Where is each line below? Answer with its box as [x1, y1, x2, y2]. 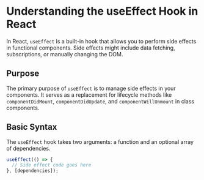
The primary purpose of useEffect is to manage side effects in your [6, 84, 176, 92]
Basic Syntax [6, 122, 57, 132]
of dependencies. [6, 144, 51, 152]
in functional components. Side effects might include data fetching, [6, 44, 175, 51]
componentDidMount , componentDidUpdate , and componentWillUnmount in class [6, 97, 194, 105]
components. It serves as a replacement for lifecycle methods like [6, 91, 172, 99]
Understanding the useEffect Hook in [6, 4, 199, 18]
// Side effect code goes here [12, 162, 92, 168]
